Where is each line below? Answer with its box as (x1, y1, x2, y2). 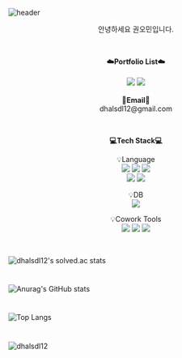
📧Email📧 (121, 96, 150, 104)
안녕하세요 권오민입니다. (98, 24, 174, 34)
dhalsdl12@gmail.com (99, 104, 172, 113)
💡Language (116, 155, 155, 164)
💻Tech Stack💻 (108, 136, 163, 145)
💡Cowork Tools (110, 215, 162, 224)
